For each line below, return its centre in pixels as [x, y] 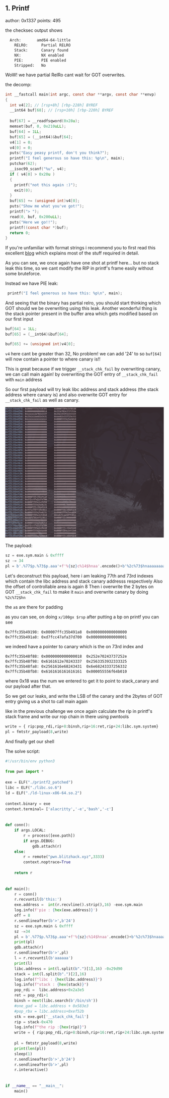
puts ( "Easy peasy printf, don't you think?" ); [59, 153]
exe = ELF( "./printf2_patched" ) [39, 782]
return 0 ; [20, 233]
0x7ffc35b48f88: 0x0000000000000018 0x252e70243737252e [66, 656]
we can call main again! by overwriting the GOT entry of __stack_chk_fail [82, 374]
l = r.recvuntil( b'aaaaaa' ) [44, 958]
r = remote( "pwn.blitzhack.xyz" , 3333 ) [64, 857]
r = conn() [26, 894]
